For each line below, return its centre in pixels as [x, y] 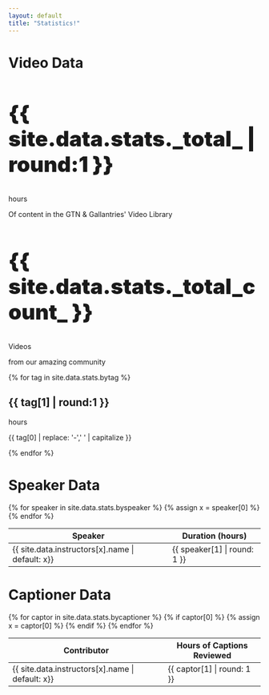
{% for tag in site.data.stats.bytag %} [69, 378]
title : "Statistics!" [44, 23]
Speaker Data [54, 485]
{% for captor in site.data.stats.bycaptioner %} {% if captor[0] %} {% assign [134, 617]
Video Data [46, 63]
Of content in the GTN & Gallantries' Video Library [90, 215]
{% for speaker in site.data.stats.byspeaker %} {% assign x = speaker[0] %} [134, 507]
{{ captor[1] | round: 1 [209, 669]
